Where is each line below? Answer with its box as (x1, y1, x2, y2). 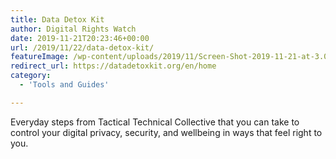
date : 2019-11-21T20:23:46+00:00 (10, 33, 150, 43)
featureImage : (10, 52, 70, 62)
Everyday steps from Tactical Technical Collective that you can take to (10, 116, 300, 128)
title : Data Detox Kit (10, 14, 105, 25)
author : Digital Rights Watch (10, 24, 137, 34)
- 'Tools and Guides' (19, 80, 110, 90)
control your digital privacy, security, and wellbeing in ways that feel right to (10, 126, 323, 138)
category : (10, 71, 52, 81)
